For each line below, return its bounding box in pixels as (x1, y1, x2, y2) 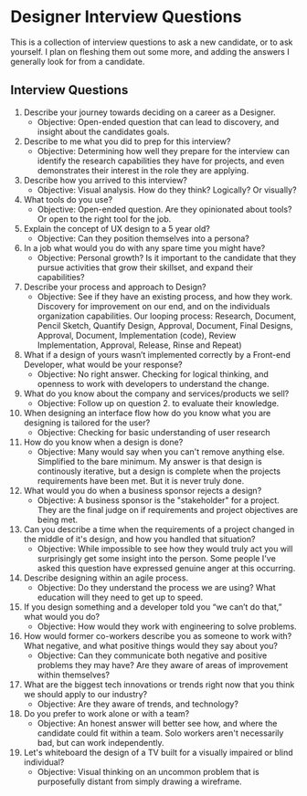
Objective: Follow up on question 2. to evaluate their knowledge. (37, 397, 280, 408)
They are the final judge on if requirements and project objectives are (37, 504, 299, 515)
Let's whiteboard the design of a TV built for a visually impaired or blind (23, 747, 293, 758)
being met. (37, 514, 79, 525)
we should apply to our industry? (23, 688, 148, 699)
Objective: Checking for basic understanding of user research (37, 426, 270, 437)
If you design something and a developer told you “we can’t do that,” (23, 601, 282, 613)
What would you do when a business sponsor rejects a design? (23, 485, 262, 496)
